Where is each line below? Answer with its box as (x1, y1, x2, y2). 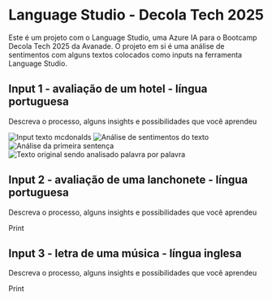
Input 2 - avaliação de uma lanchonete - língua (8, 173, 248, 187)
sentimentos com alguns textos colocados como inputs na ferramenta (8, 50, 242, 59)
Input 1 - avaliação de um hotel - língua (8, 82, 208, 96)
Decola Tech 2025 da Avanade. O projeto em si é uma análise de (8, 41, 225, 50)
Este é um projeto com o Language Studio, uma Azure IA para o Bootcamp (8, 33, 257, 42)
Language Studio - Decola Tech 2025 (8, 6, 265, 24)
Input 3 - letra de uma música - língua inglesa (8, 246, 242, 260)
